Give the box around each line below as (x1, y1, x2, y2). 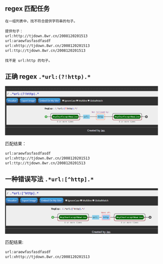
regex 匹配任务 (5, 4, 50, 13)
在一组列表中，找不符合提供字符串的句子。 (5, 18, 78, 23)
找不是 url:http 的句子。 (5, 58, 52, 63)
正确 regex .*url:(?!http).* (5, 72, 91, 81)
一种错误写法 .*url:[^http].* (5, 175, 94, 183)
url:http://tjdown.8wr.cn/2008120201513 (5, 33, 88, 38)
